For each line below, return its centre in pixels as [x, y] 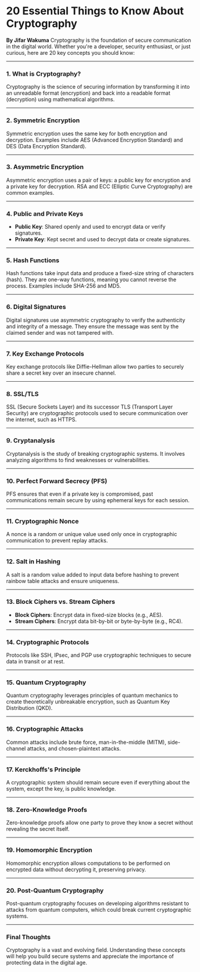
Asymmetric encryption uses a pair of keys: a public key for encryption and [98, 180]
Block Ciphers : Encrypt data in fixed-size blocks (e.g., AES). [89, 615]
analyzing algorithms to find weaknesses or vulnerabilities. [78, 460]
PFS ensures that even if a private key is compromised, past [80, 494]
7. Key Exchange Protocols [45, 354]
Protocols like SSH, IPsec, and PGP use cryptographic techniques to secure [99, 655]
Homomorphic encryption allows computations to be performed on [88, 863]
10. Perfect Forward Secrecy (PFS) [57, 481]
